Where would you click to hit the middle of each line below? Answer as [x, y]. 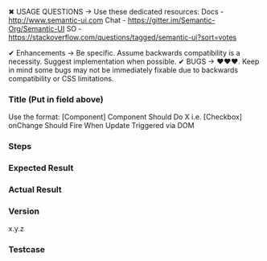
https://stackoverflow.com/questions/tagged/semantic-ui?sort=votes [123, 37]
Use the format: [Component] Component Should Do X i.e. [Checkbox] [125, 117]
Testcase [27, 250]
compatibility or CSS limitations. [61, 79]
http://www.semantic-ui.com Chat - [67, 20]
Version [24, 211]
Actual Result [35, 190]
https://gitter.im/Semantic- [171, 20]
